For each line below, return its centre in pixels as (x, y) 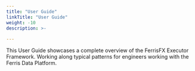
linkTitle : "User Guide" (37, 17)
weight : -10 (21, 22)
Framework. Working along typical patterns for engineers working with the (97, 57)
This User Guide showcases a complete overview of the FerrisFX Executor (97, 50)
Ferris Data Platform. (32, 63)
